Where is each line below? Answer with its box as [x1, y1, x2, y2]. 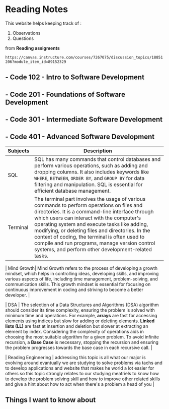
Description [83, 147, 112, 154]
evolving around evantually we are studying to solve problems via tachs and [5, 360, 162, 366]
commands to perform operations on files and [34, 202, 143, 209]
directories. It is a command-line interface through [34, 208, 154, 215]
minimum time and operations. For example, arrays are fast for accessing [5, 312, 157, 318]
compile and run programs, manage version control [34, 240, 155, 247]
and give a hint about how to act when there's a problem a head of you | [5, 381, 155, 387]
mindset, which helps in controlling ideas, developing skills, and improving [5, 270, 159, 276]
